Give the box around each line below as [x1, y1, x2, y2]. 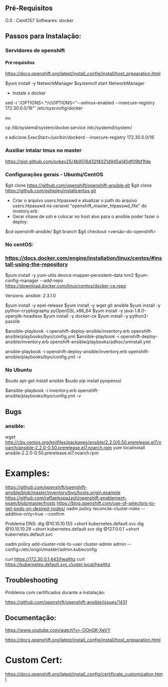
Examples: [5, 467, 50, 479]
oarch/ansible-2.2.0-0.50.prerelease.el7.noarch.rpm [5, 445, 112, 451]
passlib [5, 319, 20, 325]
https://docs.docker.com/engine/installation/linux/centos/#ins [5, 254, 162, 261]
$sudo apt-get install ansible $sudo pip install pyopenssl [5, 378, 121, 384]
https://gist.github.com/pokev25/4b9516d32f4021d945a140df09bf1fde [5, 158, 151, 164]
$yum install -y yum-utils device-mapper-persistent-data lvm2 [5, 272, 134, 278]
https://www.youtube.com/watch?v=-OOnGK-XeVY [5, 627, 111, 633]
